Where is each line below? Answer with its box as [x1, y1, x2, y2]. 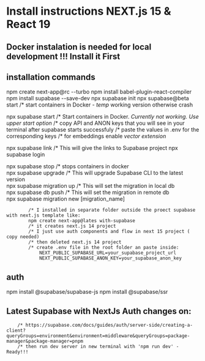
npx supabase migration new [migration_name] [6, 195, 125, 203]
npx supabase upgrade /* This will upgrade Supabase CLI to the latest [6, 169, 184, 177]
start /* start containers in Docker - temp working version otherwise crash [6, 101, 193, 108]
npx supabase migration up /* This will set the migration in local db [6, 182, 175, 190]
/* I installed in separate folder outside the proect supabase [28, 207, 196, 214]
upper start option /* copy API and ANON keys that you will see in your [6, 119, 185, 127]
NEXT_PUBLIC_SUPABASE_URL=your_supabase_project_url [39, 250, 176, 256]
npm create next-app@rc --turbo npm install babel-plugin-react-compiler [6, 88, 192, 95]
